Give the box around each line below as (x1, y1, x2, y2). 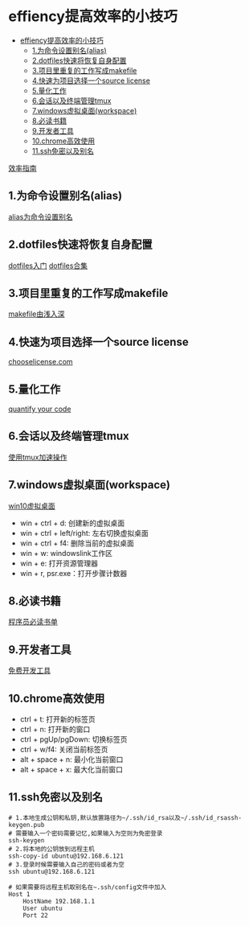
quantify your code (8, 404, 71, 414)
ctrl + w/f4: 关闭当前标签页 (19, 745, 108, 755)
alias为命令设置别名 (8, 212, 73, 221)
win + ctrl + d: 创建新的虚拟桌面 (19, 518, 125, 528)
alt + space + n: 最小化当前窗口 (19, 755, 124, 764)
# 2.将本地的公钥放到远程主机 (8, 845, 95, 853)
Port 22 (22, 911, 48, 920)
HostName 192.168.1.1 (22, 897, 95, 905)
